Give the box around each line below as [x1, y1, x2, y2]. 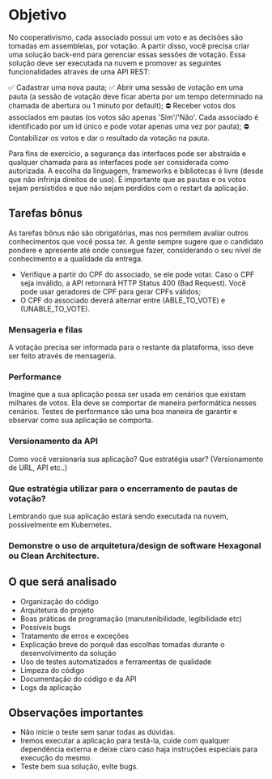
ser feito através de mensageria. [8, 351, 117, 361]
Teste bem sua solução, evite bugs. [19, 762, 139, 772]
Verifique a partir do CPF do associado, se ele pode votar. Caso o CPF [19, 269, 255, 279]
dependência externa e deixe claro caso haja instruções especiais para [19, 744, 257, 754]
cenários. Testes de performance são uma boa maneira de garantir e [8, 407, 238, 417]
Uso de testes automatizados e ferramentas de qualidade [19, 657, 212, 667]
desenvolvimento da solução [19, 648, 117, 658]
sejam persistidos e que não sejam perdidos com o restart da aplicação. [8, 183, 249, 193]
